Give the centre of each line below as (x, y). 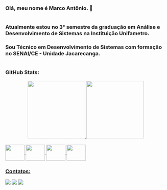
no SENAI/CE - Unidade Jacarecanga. (53, 54)
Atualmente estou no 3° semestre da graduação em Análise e (83, 27)
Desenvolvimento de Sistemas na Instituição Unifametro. (77, 34)
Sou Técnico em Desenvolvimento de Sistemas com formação (84, 47)
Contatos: (18, 171)
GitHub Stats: (22, 73)
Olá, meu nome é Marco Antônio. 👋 (49, 8)
